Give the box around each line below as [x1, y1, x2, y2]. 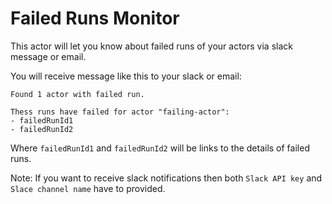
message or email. [10, 50, 87, 62]
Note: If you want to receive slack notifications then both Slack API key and [10, 172, 323, 184]
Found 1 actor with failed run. [10, 89, 145, 99]
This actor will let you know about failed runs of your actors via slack [10, 40, 293, 52]
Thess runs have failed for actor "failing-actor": [10, 107, 230, 117]
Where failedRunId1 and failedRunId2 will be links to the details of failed [10, 142, 310, 154]
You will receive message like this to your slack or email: [10, 70, 242, 82]
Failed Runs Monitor [10, 7, 180, 30]
